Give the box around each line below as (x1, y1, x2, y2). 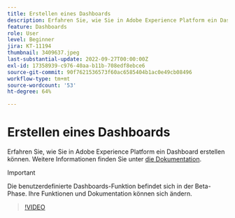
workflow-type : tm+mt (7, 75, 71, 82)
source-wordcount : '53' (7, 82, 77, 89)
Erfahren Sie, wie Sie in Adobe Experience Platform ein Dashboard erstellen (7, 147, 225, 156)
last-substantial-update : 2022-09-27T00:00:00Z (7, 56, 149, 63)
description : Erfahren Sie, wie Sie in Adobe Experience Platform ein (7, 17, 218, 24)
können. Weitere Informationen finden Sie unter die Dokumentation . (7, 155, 201, 163)
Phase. (7, 189, 27, 198)
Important (7, 168, 36, 177)
